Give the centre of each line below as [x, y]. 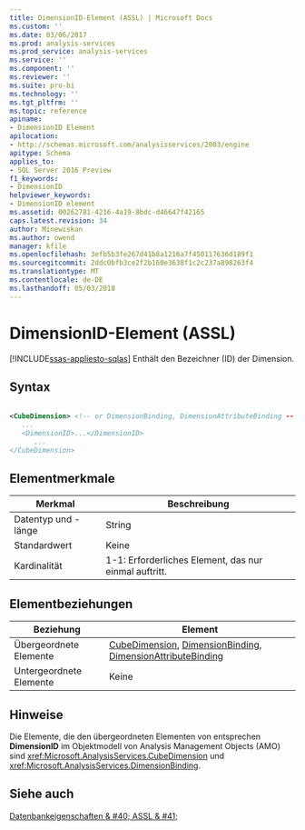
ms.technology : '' [44, 94]
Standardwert [43, 545]
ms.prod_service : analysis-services [79, 52]
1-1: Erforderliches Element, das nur [184, 560]
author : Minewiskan [46, 229]
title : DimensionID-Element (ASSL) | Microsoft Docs [111, 18]
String [118, 525]
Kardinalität [38, 566]
